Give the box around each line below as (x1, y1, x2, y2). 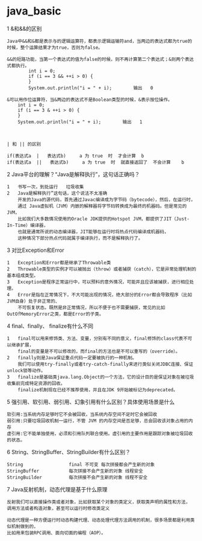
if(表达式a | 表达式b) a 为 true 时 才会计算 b (7, 153, 144, 159)
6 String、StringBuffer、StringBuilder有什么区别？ (7, 448, 131, 455)
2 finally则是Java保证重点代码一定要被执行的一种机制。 (7, 354, 137, 360)
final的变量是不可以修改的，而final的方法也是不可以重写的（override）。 (17, 348, 180, 354)
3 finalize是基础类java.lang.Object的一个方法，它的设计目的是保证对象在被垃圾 (7, 374, 194, 380)
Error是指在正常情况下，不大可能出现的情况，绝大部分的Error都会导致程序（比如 (17, 292, 192, 298)
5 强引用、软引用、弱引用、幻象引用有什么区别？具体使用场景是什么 (7, 398, 175, 405)
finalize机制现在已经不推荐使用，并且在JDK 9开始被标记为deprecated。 (17, 386, 178, 393)
